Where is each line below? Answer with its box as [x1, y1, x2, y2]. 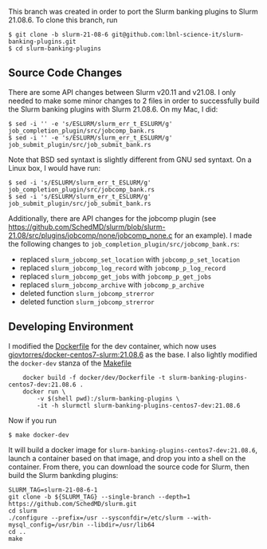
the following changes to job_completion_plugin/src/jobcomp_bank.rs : [8, 239, 240, 248]
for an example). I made [174, 231, 253, 240]
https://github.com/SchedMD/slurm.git [8, 500, 137, 508]
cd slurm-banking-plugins [15, 45, 102, 53]
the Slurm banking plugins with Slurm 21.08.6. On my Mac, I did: [8, 104, 218, 114]
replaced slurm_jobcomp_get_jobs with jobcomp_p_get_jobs [19, 271, 212, 281]
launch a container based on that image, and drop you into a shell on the [8, 453, 246, 463]
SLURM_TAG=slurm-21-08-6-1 [8, 486, 98, 494]
